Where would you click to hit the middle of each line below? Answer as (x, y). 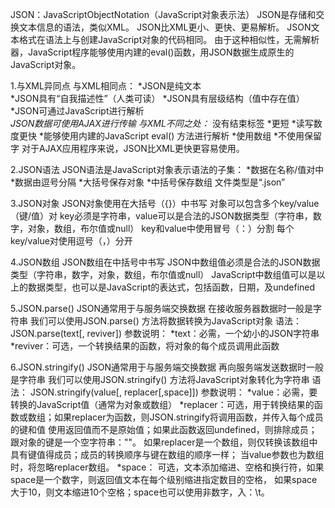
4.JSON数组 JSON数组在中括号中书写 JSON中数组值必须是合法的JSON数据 (165, 262)
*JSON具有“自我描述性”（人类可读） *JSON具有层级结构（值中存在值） (157, 98)
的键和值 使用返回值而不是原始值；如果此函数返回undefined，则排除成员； (164, 429)
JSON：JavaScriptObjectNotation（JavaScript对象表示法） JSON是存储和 (163, 14)
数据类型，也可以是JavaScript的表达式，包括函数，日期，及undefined (171, 287)
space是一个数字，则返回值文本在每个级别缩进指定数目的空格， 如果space (164, 479)
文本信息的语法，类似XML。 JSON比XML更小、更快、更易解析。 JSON (165, 27)
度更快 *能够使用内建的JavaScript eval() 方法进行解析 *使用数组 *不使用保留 (166, 136)
